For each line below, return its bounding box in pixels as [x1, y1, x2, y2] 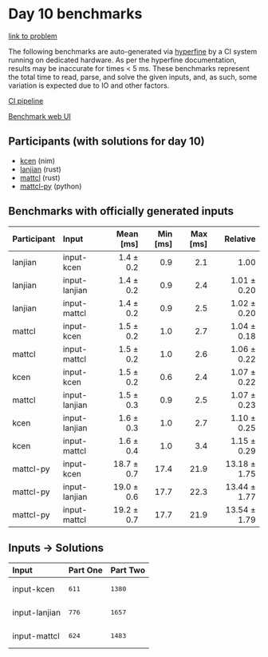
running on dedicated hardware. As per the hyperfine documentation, [8, 55, 237, 65]
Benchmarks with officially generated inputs [8, 204, 234, 218]
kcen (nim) [19, 156, 56, 165]
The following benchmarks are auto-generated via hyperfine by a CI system [8, 46, 258, 56]
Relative [224, 233, 256, 244]
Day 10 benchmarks [8, 5, 143, 23]
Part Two [110, 564, 146, 576]
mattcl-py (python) [19, 181, 82, 191]
